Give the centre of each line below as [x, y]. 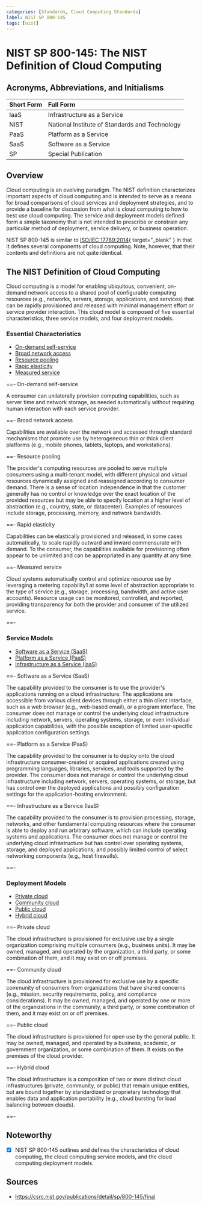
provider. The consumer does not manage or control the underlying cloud [97, 775]
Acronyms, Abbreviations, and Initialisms [85, 88]
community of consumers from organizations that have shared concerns [96, 987]
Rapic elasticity [34, 366]
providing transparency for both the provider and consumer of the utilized [98, 605]
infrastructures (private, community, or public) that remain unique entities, [98, 1086]
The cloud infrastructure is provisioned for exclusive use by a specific [93, 981]
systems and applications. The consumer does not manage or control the [97, 836]
